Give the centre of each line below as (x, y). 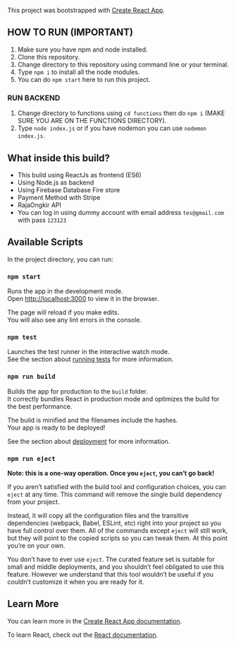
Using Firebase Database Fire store (69, 189)
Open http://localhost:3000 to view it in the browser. (83, 299)
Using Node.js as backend (56, 182)
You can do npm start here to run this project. (84, 79)
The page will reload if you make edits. (63, 312)
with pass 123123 (42, 220)
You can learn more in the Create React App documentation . (95, 621)
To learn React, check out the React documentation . (83, 635)
